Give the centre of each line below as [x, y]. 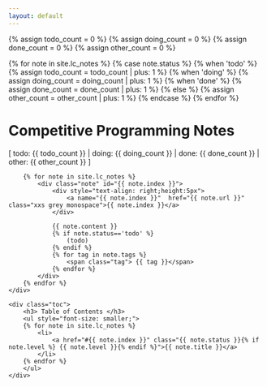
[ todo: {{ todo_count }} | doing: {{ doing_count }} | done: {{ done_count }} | [134, 153]
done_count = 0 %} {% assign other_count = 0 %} [92, 47]
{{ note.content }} [84, 226]
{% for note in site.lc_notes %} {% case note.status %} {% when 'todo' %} [133, 63]
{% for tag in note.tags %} [99, 255]
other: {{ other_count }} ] [50, 161]
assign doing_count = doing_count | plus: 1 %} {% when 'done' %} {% [125, 80]
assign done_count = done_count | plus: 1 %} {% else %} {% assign [121, 89]
